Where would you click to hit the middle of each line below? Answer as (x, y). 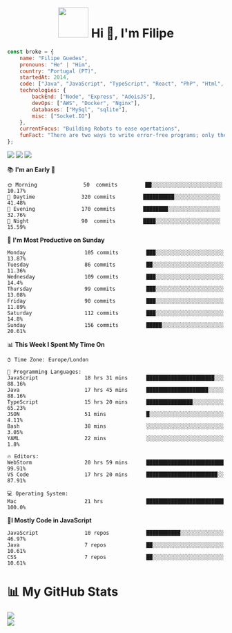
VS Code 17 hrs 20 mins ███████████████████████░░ (116, 475)
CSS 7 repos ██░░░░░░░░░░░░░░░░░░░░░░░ (116, 557)
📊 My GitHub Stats (63, 592)
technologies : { (43, 91)
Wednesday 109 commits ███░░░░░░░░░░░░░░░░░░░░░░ (116, 277)
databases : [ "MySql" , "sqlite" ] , (80, 110)
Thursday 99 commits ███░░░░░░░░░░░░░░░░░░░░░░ (116, 289)
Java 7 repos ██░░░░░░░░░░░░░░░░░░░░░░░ (116, 545)
